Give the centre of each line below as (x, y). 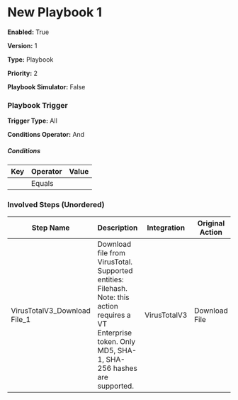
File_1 (21, 319)
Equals (42, 184)
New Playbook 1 (55, 12)
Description (118, 228)
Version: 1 (22, 45)
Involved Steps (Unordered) (56, 205)
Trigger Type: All (33, 121)
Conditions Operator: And (46, 135)
